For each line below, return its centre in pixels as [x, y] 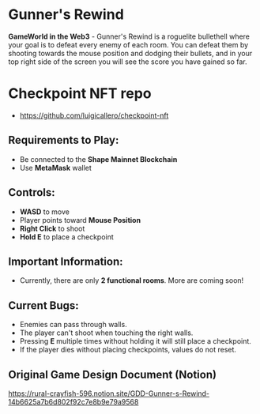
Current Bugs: [43, 305]
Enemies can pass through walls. [73, 325]
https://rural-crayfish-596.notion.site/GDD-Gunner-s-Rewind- [109, 393]
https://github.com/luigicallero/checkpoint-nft [94, 115]
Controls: [32, 192]
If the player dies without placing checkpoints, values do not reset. [128, 350]
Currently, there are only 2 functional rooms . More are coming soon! [132, 280]
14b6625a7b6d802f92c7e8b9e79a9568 [73, 401]
